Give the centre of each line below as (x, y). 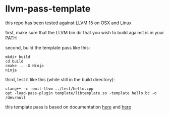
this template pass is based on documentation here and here (68, 107)
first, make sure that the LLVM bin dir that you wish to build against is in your (85, 32)
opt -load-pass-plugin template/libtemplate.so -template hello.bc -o (81, 93)
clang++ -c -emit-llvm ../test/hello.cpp (49, 89)
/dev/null (16, 97)
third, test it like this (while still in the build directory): (60, 79)
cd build (14, 61)
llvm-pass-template (48, 9)
